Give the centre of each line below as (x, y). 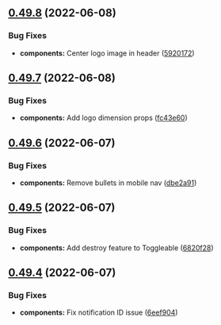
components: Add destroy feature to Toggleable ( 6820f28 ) (116, 248)
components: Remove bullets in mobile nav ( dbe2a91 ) (108, 183)
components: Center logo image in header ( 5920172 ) (107, 53)
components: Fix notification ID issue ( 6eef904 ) (99, 312)
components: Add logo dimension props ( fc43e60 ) (103, 118)
